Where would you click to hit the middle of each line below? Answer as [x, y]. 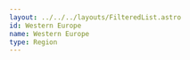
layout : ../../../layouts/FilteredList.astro [95, 17]
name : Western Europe [50, 34]
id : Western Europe [45, 26]
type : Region [33, 42]
